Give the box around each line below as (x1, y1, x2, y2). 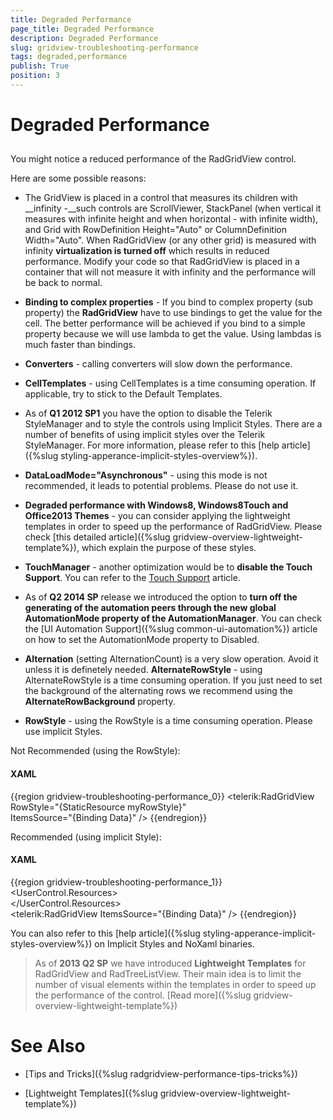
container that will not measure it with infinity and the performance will (24, 266, 316, 278)
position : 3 (10, 71, 60, 81)
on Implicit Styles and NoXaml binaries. (94, 937, 255, 950)
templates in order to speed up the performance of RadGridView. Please (24, 521, 323, 533)
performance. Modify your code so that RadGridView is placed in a (24, 256, 300, 268)
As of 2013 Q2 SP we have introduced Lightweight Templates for (34, 957, 307, 969)
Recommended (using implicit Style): (10, 831, 162, 843)
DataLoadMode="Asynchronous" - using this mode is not (24, 469, 268, 481)
